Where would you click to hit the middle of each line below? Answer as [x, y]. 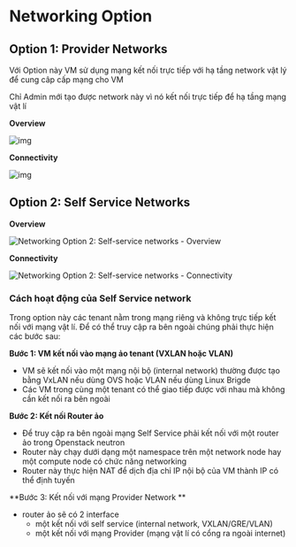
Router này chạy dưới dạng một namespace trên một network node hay [152, 452]
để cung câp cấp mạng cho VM [66, 80]
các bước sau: [35, 336]
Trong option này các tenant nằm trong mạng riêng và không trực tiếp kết [143, 318]
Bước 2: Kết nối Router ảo [57, 416]
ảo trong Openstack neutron [73, 443]
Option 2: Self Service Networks [100, 202]
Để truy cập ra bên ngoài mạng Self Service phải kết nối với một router [150, 433]
